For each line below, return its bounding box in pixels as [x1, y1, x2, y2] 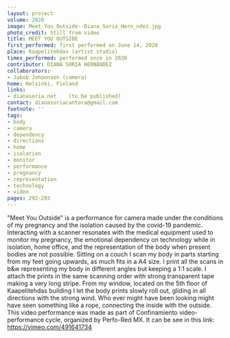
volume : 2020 [7, 16, 45, 23]
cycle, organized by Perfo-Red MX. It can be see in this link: [45, 316, 215, 324]
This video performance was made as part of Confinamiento [7, 309, 178, 316]
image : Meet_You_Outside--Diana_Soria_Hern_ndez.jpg [7, 23, 161, 29]
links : [7, 86, 26, 93]
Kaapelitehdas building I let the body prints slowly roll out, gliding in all [7, 287, 206, 295]
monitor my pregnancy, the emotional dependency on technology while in [7, 236, 216, 243]
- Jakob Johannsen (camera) [7, 73, 88, 81]
